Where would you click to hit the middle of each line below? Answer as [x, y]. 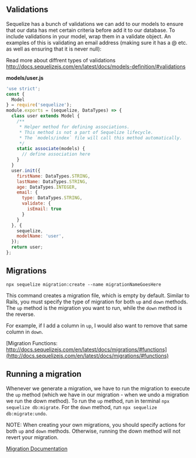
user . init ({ [26, 171]
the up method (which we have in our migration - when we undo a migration [97, 395]
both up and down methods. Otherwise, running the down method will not [93, 431]
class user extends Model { [46, 116]
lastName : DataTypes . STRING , [52, 182]
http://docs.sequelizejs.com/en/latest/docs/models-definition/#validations [96, 66]
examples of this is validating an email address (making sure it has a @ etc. [97, 42]
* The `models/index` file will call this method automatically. [101, 138]
